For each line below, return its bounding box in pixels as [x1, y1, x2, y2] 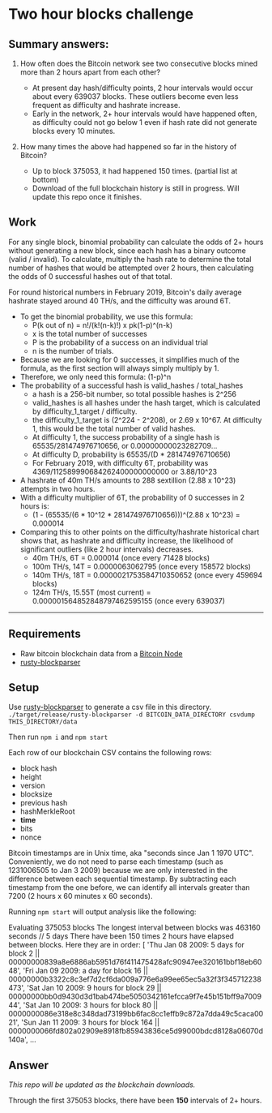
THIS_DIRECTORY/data [8, 718, 79, 726]
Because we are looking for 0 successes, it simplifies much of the [19, 355, 240, 364]
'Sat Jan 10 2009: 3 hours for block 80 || [23, 1000, 159, 1010]
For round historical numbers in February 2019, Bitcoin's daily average [8, 287, 243, 297]
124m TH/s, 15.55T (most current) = [32, 587, 151, 597]
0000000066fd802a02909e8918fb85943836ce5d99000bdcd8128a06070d [8, 1026, 263, 1036]
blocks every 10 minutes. [32, 127, 116, 135]
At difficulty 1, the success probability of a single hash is [32, 432, 220, 442]
